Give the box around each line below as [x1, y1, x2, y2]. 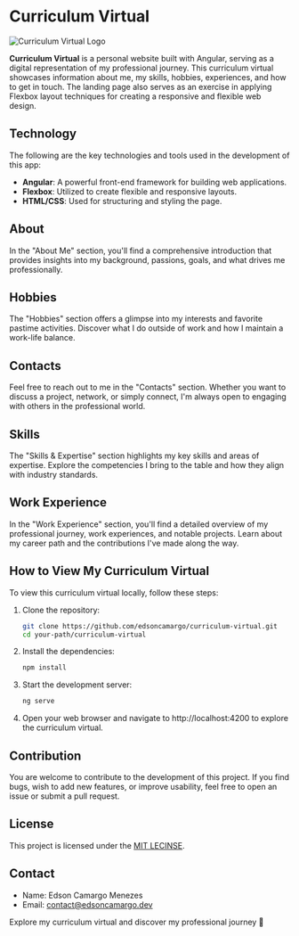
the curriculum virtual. [21, 722, 104, 733]
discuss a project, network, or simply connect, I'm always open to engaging [9, 391, 287, 402]
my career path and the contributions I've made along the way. [9, 538, 239, 548]
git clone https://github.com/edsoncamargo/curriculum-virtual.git [21, 621, 278, 630]
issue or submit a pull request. [9, 791, 120, 801]
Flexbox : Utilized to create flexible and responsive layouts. [21, 185, 238, 197]
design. [9, 100, 37, 111]
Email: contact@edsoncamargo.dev [21, 899, 153, 910]
